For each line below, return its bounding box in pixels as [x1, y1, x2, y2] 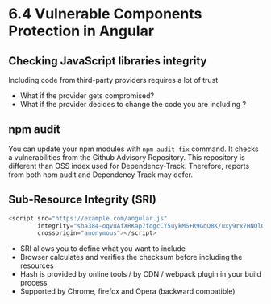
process [19, 278, 48, 288]
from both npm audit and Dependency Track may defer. [8, 170, 194, 179]
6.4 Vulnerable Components [8, 5, 202, 23]
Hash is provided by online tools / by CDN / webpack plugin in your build [19, 269, 262, 279]
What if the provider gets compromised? [19, 91, 155, 101]
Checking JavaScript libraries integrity [8, 54, 207, 68]
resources [19, 261, 54, 270]
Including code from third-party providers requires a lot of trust [8, 76, 219, 84]
